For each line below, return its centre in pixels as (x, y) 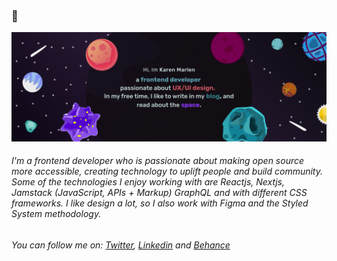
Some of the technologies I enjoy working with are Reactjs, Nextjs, (148, 182)
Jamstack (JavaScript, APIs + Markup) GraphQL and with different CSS (159, 193)
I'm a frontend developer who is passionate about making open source (158, 161)
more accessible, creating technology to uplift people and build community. (167, 171)
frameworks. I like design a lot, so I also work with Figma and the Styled (160, 203)
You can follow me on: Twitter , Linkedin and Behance (121, 245)
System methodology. (56, 214)
